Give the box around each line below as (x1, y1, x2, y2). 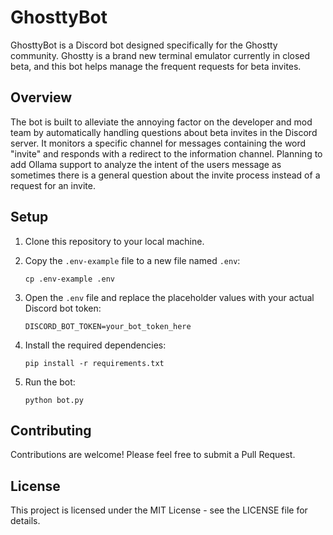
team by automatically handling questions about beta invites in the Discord (10, 126, 318, 138)
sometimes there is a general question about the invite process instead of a (10, 169, 321, 181)
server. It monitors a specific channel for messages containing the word (10, 137, 307, 149)
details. (10, 515, 41, 527)
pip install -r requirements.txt (24, 358, 165, 368)
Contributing (10, 422, 92, 439)
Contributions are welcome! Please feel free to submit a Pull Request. (10, 449, 296, 461)
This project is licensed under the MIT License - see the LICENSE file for (10, 504, 308, 516)
